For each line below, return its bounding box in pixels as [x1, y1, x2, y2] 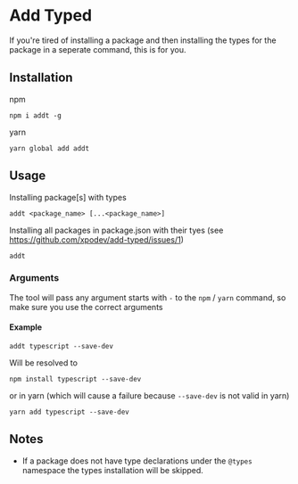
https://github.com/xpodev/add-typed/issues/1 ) [9, 234, 185, 245]
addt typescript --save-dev [9, 342, 114, 351]
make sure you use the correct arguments [9, 301, 163, 312]
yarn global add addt [9, 144, 90, 152]
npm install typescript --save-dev [9, 375, 142, 384]
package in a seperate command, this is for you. [9, 44, 186, 54]
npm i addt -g [9, 111, 62, 120]
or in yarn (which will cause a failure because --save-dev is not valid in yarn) [9, 390, 290, 401]
